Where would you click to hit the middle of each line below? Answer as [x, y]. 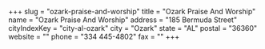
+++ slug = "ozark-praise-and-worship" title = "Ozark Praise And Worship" [132, 11]
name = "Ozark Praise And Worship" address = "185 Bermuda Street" [123, 20]
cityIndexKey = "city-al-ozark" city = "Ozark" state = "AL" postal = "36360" [133, 28]
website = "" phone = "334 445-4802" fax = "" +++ [94, 36]
